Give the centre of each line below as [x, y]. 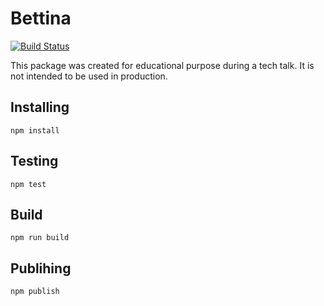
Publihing [41, 268]
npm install [35, 130]
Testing [34, 161]
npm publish [35, 292]
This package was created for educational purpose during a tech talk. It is [162, 65]
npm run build [40, 238]
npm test [28, 184]
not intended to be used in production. [89, 76]
